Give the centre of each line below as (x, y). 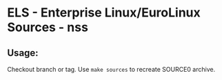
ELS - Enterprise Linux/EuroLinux (104, 13)
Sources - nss (48, 27)
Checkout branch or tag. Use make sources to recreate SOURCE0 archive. (111, 69)
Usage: (23, 53)
